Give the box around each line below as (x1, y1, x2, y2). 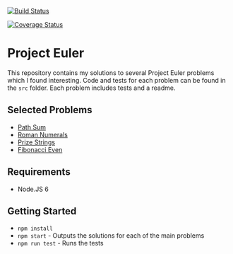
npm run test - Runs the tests (17, 239, 104, 248)
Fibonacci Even (17, 145, 63, 154)
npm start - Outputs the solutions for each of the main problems (17, 231, 205, 240)
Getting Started (7, 205, 77, 217)
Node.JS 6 (17, 185, 49, 193)
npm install (17, 225, 53, 233)
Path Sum (17, 122, 46, 131)
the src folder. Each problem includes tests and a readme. (7, 83, 176, 92)
